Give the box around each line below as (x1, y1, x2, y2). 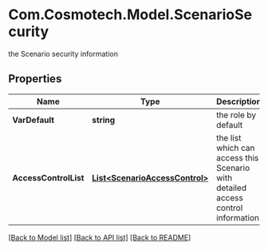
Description (216, 96, 262, 107)
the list (216, 132, 242, 143)
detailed (216, 182, 247, 193)
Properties (8, 72, 62, 85)
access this (216, 152, 259, 163)
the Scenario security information (8, 49, 118, 58)
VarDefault (12, 114, 54, 125)
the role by (216, 109, 257, 121)
